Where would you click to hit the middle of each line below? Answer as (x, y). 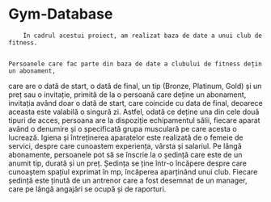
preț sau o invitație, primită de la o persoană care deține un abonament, (127, 95)
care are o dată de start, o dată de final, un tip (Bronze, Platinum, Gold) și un (135, 86)
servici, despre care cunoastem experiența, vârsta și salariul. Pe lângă (125, 145)
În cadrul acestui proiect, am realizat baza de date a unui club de (143, 36)
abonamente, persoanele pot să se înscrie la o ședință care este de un (125, 154)
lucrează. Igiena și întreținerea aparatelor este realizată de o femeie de (126, 137)
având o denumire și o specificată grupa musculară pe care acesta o (123, 128)
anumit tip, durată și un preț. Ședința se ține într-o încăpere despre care (128, 163)
